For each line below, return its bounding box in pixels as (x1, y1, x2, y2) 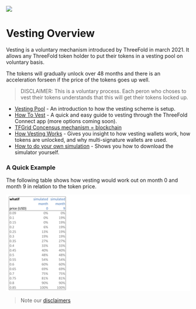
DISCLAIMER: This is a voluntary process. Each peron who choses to (20, 87, 187, 94)
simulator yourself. (14, 148, 60, 155)
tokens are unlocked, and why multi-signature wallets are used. (14, 136, 168, 143)
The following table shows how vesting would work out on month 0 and (6, 176, 178, 184)
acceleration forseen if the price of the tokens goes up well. (6, 76, 150, 83)
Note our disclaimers (20, 297, 71, 304)
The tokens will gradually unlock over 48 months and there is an (6, 70, 161, 77)
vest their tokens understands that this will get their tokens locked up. (20, 94, 188, 101)
